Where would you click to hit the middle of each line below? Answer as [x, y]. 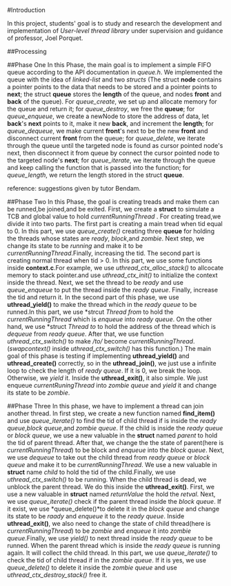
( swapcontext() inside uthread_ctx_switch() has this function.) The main [109, 349]
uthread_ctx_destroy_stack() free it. [58, 575]
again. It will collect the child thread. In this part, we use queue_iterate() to [112, 553]
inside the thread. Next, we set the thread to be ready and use [96, 282]
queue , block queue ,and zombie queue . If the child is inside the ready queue [115, 428]
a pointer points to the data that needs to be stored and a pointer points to [112, 87]
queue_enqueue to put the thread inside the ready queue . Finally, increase [113, 290]
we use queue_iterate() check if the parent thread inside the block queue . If [114, 501]
